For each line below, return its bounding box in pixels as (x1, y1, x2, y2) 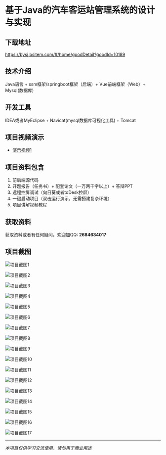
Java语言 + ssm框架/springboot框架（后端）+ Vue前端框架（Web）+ (5, 81, 146, 87)
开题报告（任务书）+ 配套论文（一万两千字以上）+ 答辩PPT (12, 183, 133, 189)
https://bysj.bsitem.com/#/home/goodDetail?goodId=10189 (5, 51, 125, 57)
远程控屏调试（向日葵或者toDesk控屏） (12, 189, 92, 195)
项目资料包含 (5, 163, 44, 171)
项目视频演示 (5, 133, 44, 141)
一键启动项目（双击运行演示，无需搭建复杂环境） (12, 196, 112, 202)
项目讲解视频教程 (12, 202, 47, 208)
